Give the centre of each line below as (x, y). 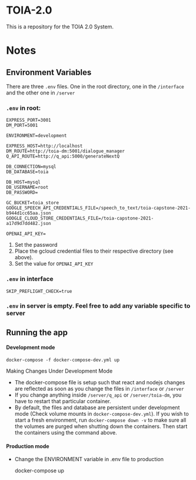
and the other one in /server (41, 93)
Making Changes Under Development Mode (59, 371)
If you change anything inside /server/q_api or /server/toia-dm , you (98, 395)
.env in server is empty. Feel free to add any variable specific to (98, 306)
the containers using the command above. (66, 433)
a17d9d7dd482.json (29, 224)
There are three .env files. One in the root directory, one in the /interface (95, 86)
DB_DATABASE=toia (27, 172)
